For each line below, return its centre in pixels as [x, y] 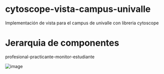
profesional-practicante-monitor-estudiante [50, 57]
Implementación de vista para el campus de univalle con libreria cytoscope [82, 23]
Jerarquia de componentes [62, 43]
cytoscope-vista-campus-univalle [78, 9]
